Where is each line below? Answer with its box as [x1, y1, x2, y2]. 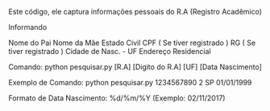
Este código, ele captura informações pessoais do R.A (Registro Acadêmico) [8, 7, 263, 16]
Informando [8, 23, 48, 31]
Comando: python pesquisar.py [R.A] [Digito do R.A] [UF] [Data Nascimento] [8, 62, 262, 72]
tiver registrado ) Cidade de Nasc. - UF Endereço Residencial [8, 47, 211, 55]
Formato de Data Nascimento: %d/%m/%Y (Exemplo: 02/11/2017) [8, 93, 226, 103]
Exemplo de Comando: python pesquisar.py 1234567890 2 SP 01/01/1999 [8, 78, 252, 87]
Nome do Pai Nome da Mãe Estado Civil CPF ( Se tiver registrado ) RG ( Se [8, 38, 256, 47]
